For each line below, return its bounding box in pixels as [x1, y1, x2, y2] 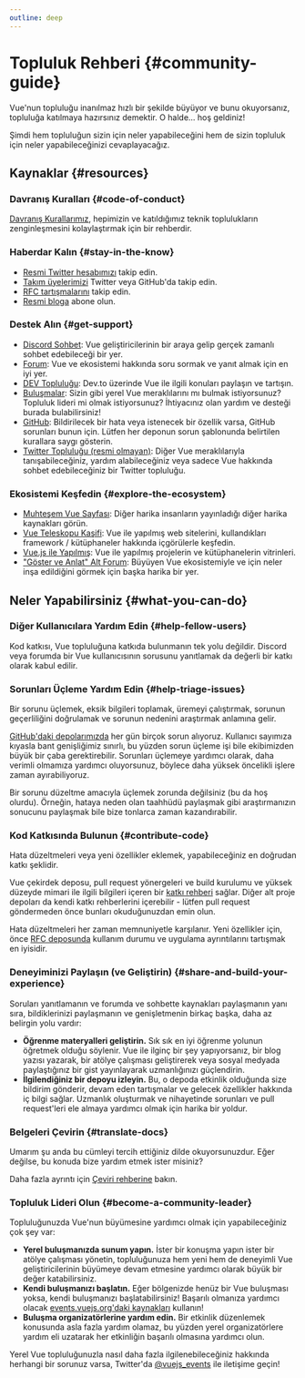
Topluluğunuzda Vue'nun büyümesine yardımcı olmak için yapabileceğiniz [9, 1217, 288, 1228]
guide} [9, 72, 61, 92]
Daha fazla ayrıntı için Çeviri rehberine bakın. [9, 1174, 178, 1185]
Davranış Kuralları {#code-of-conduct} [9, 192, 186, 205]
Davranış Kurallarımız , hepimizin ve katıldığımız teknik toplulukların [9, 213, 259, 224]
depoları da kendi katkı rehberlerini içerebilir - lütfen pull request [9, 896, 250, 907]
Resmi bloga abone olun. [22, 295, 117, 306]
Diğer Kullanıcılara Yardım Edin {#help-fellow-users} [9, 620, 248, 633]
